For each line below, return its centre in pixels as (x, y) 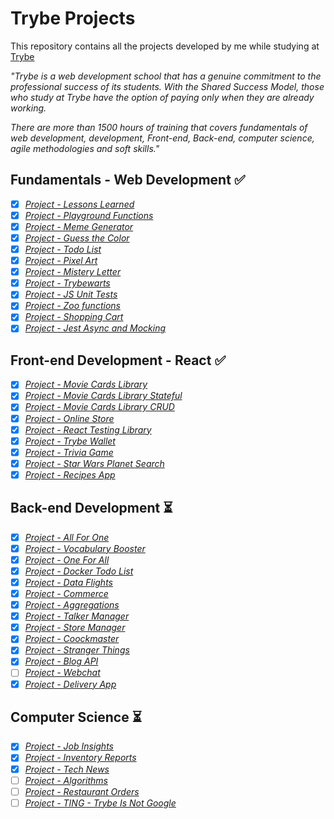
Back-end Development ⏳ (91, 508)
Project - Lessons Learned (79, 204)
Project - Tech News (67, 769)
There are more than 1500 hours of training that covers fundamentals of (159, 127)
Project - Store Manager (75, 628)
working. (28, 108)
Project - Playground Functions (89, 215)
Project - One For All (67, 559)
